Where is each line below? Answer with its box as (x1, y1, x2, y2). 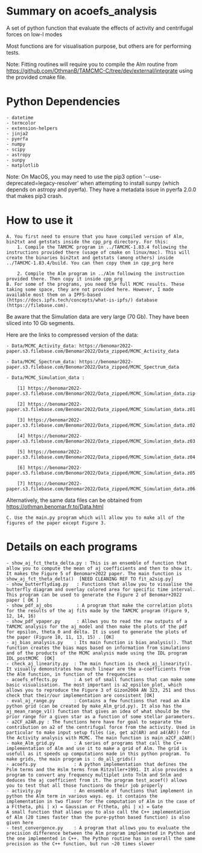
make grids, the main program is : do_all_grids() (6, 756, 136, 762)
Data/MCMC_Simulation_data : (11, 374, 85, 381)
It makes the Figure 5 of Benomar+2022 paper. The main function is (6, 570, 182, 576)
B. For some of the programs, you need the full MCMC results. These (6, 281, 185, 287)
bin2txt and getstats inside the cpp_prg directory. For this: (6, 239, 169, 245)
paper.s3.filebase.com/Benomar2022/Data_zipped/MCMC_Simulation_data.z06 (6, 486, 196, 492)
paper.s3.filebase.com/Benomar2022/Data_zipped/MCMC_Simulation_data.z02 (6, 422, 196, 428)
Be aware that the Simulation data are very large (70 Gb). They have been (6, 313, 189, 320)
